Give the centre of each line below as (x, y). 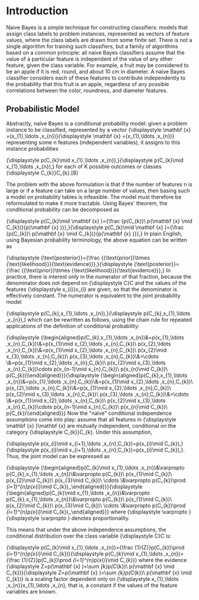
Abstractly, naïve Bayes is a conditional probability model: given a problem (97, 123)
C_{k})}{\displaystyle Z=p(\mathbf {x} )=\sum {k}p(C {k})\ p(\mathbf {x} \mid (99, 572)
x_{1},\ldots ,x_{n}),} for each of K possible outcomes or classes (84, 166)
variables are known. (32, 591)
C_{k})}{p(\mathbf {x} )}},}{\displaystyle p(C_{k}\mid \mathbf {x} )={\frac (95, 227)
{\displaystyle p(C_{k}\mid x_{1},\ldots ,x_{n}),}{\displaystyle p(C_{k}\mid (95, 160)
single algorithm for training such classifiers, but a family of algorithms (92, 46)
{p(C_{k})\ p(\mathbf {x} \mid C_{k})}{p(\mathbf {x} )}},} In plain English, (94, 233)
